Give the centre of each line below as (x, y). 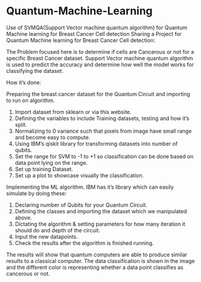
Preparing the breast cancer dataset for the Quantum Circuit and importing (98, 94)
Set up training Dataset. (44, 169)
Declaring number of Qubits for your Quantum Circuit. (81, 205)
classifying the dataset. (35, 70)
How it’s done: (24, 82)
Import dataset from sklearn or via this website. (73, 112)
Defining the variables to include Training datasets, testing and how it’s (102, 118)
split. (21, 124)
